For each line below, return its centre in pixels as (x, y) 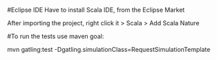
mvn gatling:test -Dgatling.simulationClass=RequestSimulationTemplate (109, 49)
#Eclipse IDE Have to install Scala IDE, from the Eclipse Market (96, 10)
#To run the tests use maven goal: (56, 36)
